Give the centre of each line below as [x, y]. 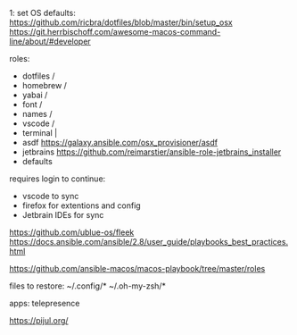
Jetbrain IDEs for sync [63, 215]
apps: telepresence [45, 303]
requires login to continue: [58, 179]
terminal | [40, 133]
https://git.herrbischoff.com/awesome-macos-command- [115, 32]
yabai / [35, 95]
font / [32, 105]
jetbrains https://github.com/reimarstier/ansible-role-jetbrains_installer [152, 152]
